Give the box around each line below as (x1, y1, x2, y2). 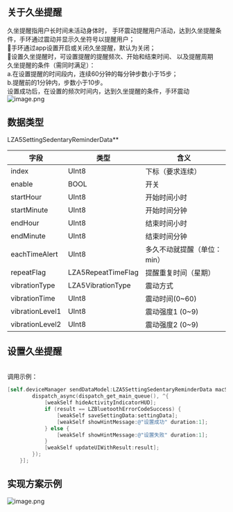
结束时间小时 (145, 218, 187, 228)
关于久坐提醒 (7, 6, 62, 19)
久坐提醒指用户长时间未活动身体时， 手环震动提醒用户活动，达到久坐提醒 (7, 26, 216, 35)
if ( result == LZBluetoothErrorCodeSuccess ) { (44, 406, 182, 413)
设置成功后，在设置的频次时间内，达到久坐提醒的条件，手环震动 (7, 87, 189, 95)
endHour (10, 218, 40, 227)
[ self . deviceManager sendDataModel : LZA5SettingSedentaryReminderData (7, 387, 213, 394)
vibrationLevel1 (10, 306, 62, 316)
